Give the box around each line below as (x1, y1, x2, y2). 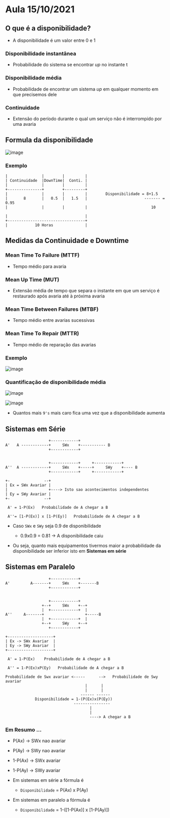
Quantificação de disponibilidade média (5, 378, 106, 386)
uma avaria (12, 121, 37, 127)
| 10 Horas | (5, 223, 88, 228)
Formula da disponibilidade (5, 136, 93, 145)
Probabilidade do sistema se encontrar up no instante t (12, 62, 128, 68)
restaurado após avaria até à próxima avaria (12, 293, 105, 299)
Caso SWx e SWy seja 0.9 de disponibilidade (12, 523, 101, 529)
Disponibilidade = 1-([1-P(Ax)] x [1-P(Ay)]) (20, 807, 109, 813)
